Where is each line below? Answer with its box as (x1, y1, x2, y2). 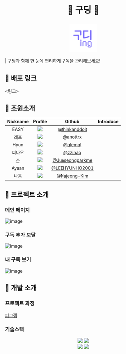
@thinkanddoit (58, 126, 88, 132)
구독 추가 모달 (5, 232, 36, 238)
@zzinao (63, 149, 82, 155)
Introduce (98, 119, 119, 125)
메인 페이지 (5, 206, 30, 213)
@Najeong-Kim (56, 173, 89, 179)
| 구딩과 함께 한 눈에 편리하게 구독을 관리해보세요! (5, 58, 101, 64)
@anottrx (63, 134, 82, 140)
